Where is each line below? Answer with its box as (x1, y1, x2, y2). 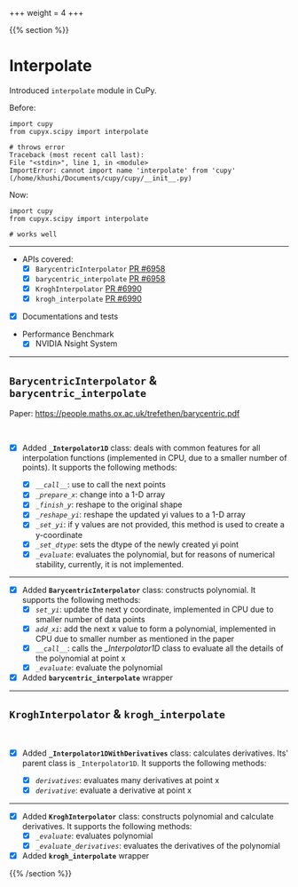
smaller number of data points (35, 614, 145, 624)
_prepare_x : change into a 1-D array (35, 489, 166, 500)
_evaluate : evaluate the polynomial (35, 661, 163, 673)
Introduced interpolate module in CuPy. (9, 84, 157, 96)
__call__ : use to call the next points (35, 479, 167, 490)
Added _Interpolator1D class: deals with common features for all (21, 443, 261, 454)
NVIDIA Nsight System (35, 338, 118, 349)
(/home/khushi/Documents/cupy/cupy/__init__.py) (9, 173, 192, 183)
